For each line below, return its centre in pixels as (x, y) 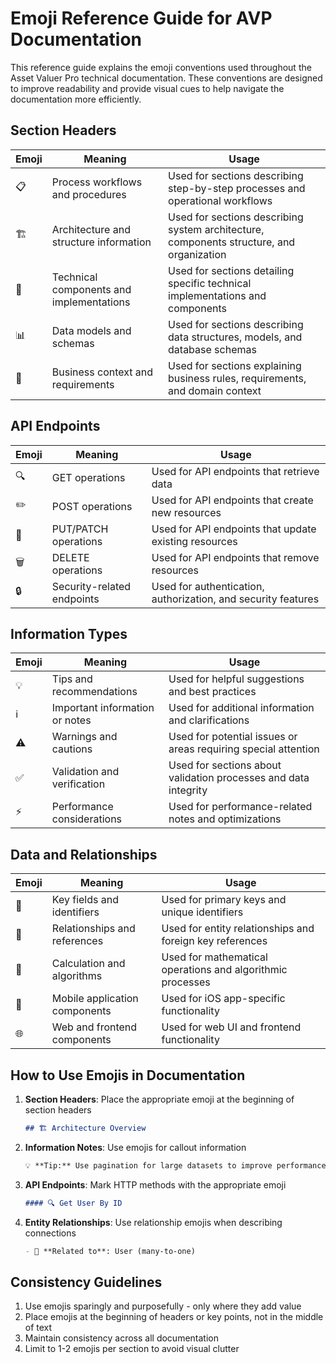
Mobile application (95, 999)
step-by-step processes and (237, 188)
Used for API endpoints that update (234, 529)
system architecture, (216, 229)
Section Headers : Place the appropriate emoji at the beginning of (159, 1099)
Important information (103, 708)
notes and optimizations (225, 819)
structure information (101, 242)
